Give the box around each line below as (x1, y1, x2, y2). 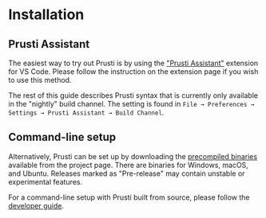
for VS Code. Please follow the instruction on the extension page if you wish (8, 67, 259, 76)
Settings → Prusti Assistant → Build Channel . (8, 107, 165, 117)
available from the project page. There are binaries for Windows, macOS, (8, 160, 249, 169)
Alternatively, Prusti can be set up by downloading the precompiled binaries (8, 151, 258, 161)
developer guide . (8, 200, 64, 210)
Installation (8, 6, 85, 24)
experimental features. (8, 177, 82, 186)
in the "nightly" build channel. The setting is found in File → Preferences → (8, 99, 255, 108)
